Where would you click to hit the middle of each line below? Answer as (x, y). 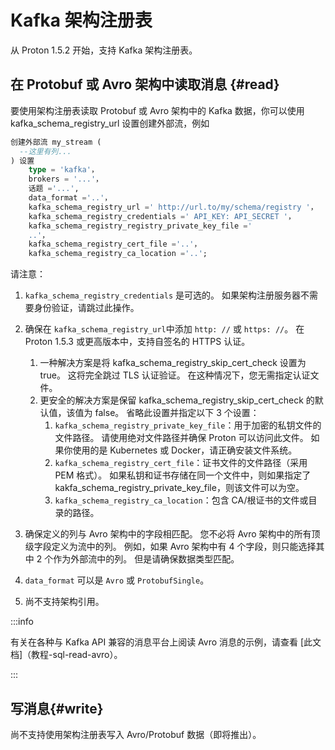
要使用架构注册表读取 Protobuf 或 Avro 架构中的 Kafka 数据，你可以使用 (157, 110)
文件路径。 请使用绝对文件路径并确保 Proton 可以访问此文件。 (181, 438)
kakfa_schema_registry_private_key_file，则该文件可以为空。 (179, 488)
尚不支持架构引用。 (64, 602)
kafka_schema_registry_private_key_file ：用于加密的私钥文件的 (188, 425)
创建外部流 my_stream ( (56, 142)
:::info (22, 622)
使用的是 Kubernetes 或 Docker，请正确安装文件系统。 (185, 450)
